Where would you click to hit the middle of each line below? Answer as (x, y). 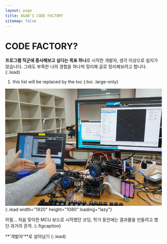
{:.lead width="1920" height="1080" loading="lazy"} (59, 209)
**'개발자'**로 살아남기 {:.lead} (36, 236)
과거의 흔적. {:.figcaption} (36, 226)
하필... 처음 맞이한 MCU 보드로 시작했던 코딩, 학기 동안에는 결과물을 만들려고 (79, 219)
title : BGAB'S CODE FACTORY (34, 16)
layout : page (19, 10)
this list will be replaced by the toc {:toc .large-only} (65, 82)
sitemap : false (21, 21)
